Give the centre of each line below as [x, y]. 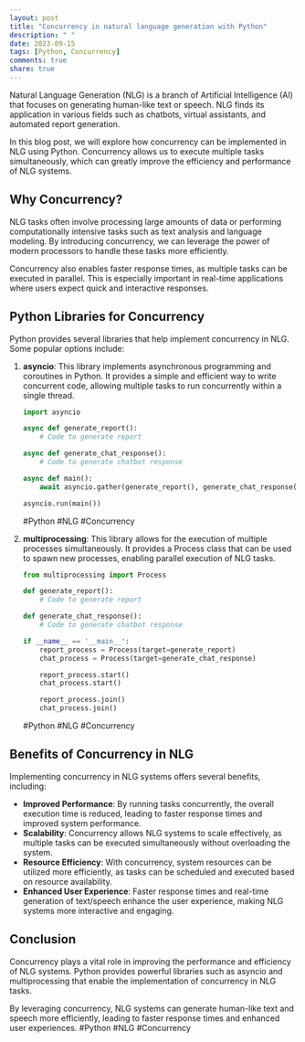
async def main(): [58, 478]
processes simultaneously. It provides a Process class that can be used [157, 548]
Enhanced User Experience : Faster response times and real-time [146, 891]
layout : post [34, 18]
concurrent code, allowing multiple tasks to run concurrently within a [152, 386]
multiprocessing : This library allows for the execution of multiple [145, 538]
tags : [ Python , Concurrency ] [65, 52]
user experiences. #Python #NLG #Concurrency [100, 1027]
